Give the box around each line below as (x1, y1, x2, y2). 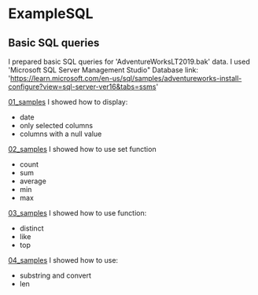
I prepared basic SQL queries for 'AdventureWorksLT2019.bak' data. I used (8, 57, 250, 66)
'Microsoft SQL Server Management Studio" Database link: (8, 65, 199, 75)
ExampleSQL (8, 5, 94, 23)
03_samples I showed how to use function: (8, 208, 147, 217)
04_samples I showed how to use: (8, 256, 119, 264)
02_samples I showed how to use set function (8, 145, 157, 153)
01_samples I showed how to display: (8, 98, 128, 106)
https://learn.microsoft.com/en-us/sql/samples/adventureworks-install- (10, 74, 242, 83)
